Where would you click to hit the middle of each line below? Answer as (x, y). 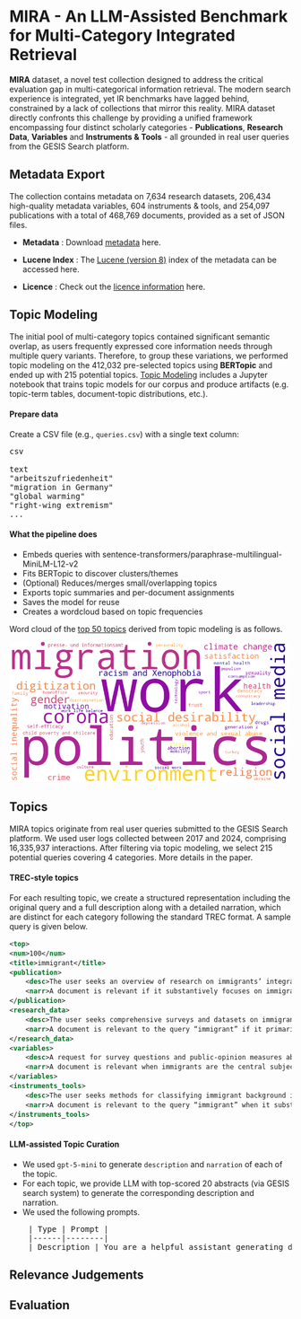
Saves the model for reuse (71, 602)
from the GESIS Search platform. (69, 146)
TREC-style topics (44, 878)
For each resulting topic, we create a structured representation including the (150, 897)
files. (18, 224)
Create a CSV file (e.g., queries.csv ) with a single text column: (125, 434)
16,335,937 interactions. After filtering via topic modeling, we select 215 (141, 848)
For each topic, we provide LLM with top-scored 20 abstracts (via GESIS (155, 1183)
